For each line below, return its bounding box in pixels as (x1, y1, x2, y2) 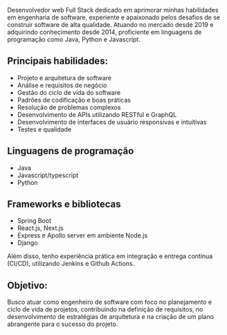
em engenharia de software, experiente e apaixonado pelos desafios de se (7, 13, 221, 21)
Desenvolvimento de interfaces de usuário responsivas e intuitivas (17, 118, 207, 126)
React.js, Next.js (17, 224, 64, 233)
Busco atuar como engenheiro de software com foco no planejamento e (7, 298, 212, 307)
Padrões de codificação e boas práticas (17, 96, 131, 104)
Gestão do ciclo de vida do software (17, 88, 121, 96)
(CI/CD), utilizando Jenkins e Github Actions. (7, 260, 135, 268)
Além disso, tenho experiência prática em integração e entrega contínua (7, 252, 213, 260)
